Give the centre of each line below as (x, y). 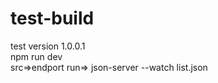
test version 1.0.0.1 (48, 46)
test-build (52, 18)
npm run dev (36, 56)
